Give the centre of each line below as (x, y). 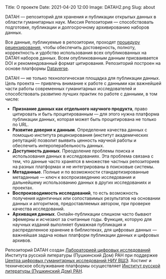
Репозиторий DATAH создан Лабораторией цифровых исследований (78, 250)
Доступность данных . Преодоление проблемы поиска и (73, 151)
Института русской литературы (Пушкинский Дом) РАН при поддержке (82, 255)
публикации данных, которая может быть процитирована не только (84, 119)
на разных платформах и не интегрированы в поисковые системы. (83, 167)
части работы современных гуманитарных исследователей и (71, 88)
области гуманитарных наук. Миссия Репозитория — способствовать (79, 22)
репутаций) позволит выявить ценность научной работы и (74, 140)
